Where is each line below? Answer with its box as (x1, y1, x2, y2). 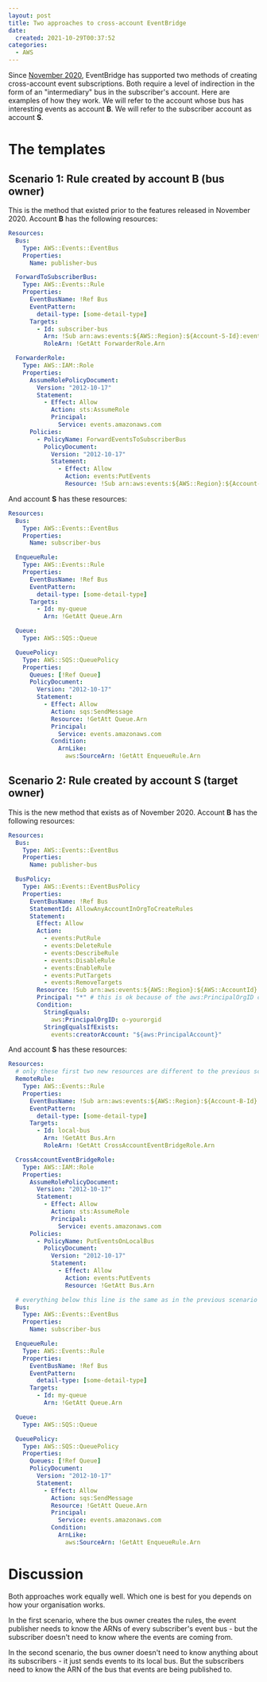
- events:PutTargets (43, 971, 112, 979)
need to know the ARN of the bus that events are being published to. (8, 1665, 233, 1674)
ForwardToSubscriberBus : (15, 273, 98, 281)
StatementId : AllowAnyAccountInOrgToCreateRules (29, 905, 194, 913)
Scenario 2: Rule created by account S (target (8, 774, 238, 788)
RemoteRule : (15, 1075, 56, 1083)
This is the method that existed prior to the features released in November (8, 206, 250, 215)
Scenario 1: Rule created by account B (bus (8, 172, 225, 185)
